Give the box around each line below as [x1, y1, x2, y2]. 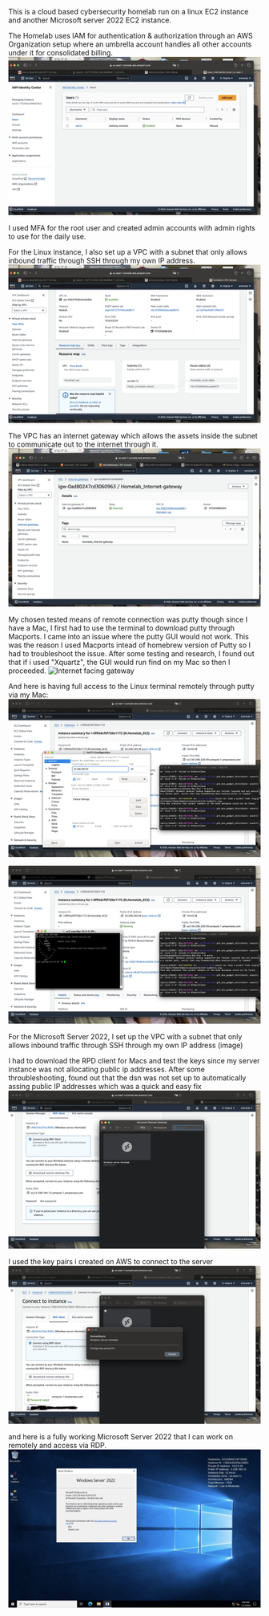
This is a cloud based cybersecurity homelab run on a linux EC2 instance [8, 7, 249, 16]
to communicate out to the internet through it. [8, 439, 159, 449]
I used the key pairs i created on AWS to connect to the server [8, 1257, 214, 1266]
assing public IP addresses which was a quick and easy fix [8, 1082, 202, 1091]
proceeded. [8, 666, 46, 675]
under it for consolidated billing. [8, 48, 114, 57]
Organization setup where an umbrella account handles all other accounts [8, 39, 252, 49]
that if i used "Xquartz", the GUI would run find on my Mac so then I [8, 658, 231, 667]
